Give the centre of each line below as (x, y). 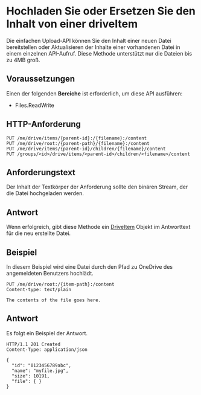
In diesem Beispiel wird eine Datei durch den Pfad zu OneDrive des (90, 267)
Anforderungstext (41, 172)
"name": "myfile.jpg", (40, 371)
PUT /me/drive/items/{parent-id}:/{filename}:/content (77, 138)
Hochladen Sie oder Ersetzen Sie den (101, 11)
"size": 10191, (31, 376)
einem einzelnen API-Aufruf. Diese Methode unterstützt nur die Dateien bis (99, 53)
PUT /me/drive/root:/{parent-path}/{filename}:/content (78, 143)
